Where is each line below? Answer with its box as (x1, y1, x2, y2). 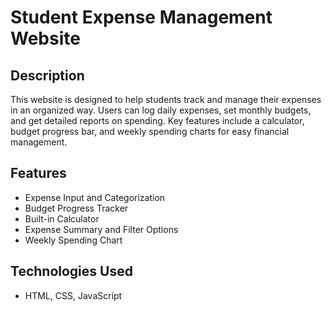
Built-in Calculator (24, 212, 100, 225)
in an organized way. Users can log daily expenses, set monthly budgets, (10, 104, 312, 116)
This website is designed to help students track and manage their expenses (10, 94, 322, 105)
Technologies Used (10, 263, 133, 280)
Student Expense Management (10, 6, 273, 29)
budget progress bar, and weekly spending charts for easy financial (10, 126, 290, 137)
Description (10, 67, 85, 84)
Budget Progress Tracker (24, 202, 129, 214)
